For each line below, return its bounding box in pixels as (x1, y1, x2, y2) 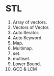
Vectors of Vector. (12, 24, 50, 30)
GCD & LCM (12, 66, 37, 72)
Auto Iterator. (12, 29, 40, 35)
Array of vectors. (12, 19, 47, 25)
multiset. (12, 55, 31, 61)
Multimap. (12, 45, 33, 51)
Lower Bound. (12, 61, 41, 67)
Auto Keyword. (12, 35, 43, 41)
